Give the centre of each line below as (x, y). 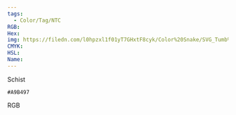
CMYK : (15, 46)
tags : (15, 14)
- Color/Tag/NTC (37, 20)
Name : (15, 60)
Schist (17, 79)
